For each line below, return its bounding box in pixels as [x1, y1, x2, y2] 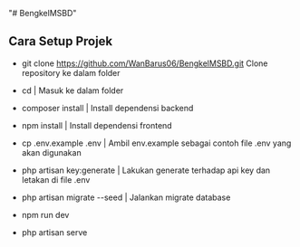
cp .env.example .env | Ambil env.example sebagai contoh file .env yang [21, 138, 292, 148]
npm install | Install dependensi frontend [21, 119, 173, 130]
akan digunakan [21, 147, 82, 157]
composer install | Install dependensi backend [21, 102, 194, 113]
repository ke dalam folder [21, 67, 121, 78]
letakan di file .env [21, 174, 91, 185]
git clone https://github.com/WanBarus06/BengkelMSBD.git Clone [21, 58, 268, 69]
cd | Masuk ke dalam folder [21, 85, 124, 96]
